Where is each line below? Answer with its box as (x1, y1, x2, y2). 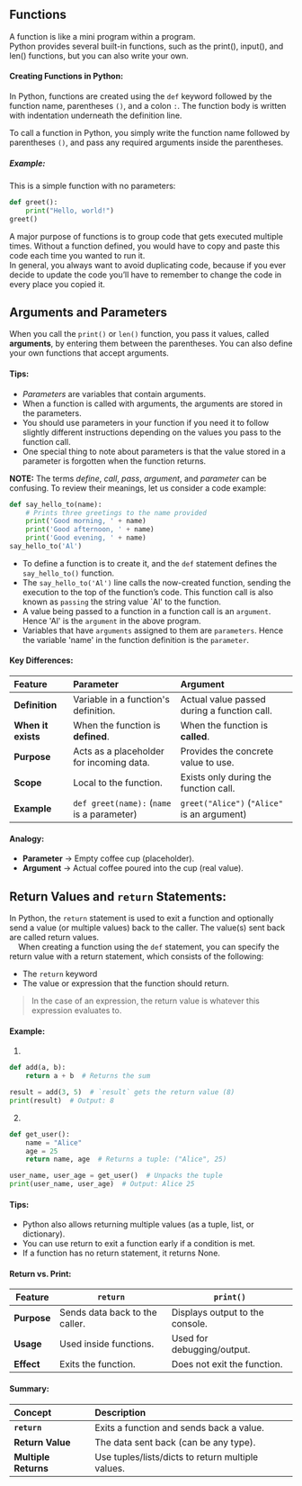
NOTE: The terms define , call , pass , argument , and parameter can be (9, 473, 267, 484)
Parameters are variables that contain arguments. (22, 388, 207, 399)
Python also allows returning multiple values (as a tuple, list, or (22, 1219, 254, 1230)
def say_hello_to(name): (9, 500, 102, 509)
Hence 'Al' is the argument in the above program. (22, 615, 201, 626)
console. (171, 1318, 209, 1330)
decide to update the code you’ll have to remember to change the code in (9, 269, 282, 280)
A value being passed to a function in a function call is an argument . (22, 605, 271, 616)
